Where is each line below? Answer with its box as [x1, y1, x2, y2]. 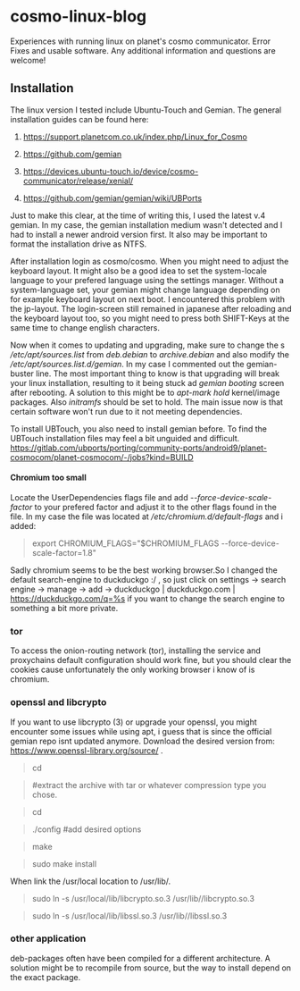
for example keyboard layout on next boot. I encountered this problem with [10, 293, 285, 305]
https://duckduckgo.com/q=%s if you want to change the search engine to [10, 592, 285, 604]
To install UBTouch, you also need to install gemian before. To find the [10, 423, 267, 434]
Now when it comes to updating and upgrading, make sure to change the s [10, 340, 285, 350]
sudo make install [31, 858, 97, 869]
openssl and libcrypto [10, 696, 107, 709]
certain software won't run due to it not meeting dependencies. [10, 406, 243, 416]
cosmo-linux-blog [10, 6, 147, 27]
